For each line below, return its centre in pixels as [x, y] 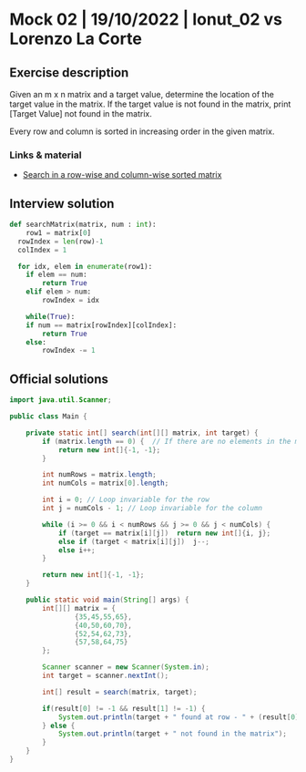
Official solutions [59, 379]
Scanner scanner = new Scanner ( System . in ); [126, 667]
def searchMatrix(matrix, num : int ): [83, 225]
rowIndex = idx [71, 301]
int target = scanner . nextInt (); [106, 676]
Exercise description [69, 72]
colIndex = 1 [42, 250]
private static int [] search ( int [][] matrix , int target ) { [142, 433]
